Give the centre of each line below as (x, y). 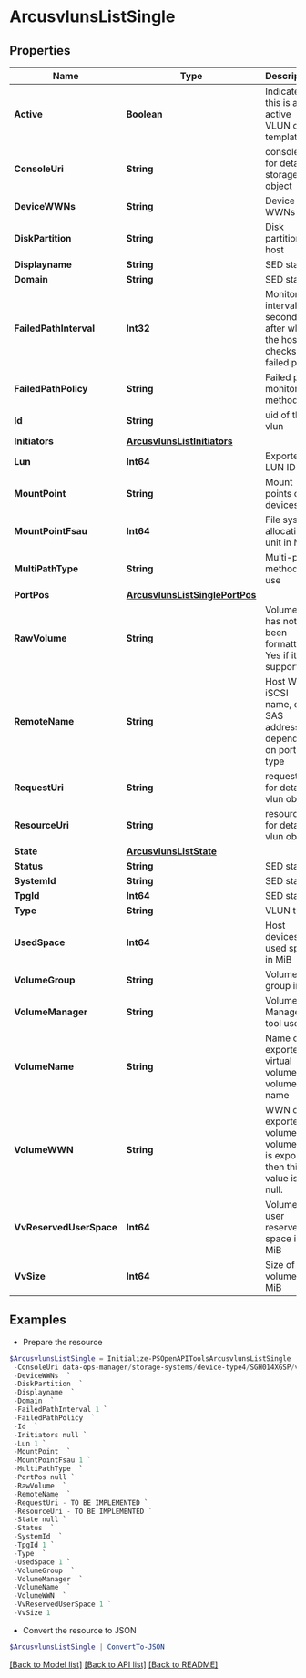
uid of (278, 415)
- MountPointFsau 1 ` (52, 1460)
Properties (40, 51)
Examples (38, 1320)
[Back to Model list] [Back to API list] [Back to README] (114, 1664)
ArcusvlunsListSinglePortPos (191, 595)
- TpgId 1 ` (34, 1545)
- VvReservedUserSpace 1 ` (62, 1605)
